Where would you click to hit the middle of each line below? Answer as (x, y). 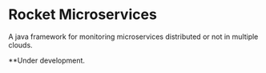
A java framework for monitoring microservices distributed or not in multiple (133, 36)
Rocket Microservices (83, 15)
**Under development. (47, 60)
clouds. (21, 44)
